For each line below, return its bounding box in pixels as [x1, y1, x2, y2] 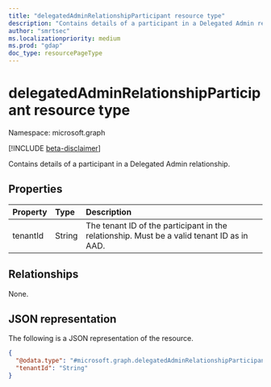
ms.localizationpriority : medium [8, 34, 121, 43]
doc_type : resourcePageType [8, 49, 103, 57]
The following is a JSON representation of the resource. [8, 334, 194, 343]
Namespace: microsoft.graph [8, 127, 106, 137]
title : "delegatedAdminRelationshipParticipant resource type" [8, 11, 226, 20]
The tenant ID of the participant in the [85, 219, 227, 231]
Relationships [8, 268, 79, 281]
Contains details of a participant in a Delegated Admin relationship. [8, 159, 231, 169]
